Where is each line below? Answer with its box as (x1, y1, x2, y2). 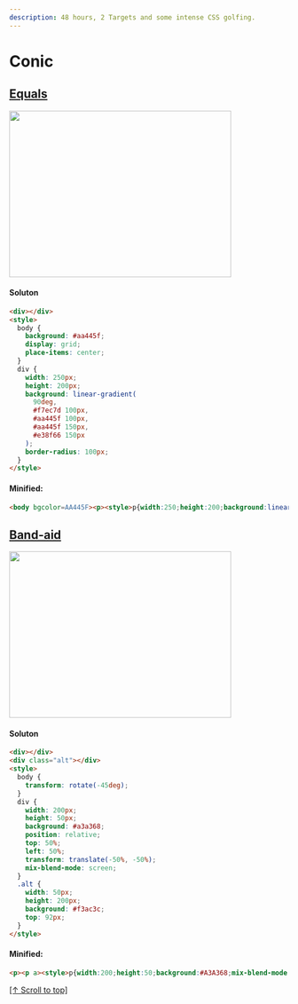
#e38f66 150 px (32, 431, 86, 439)
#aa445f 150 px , (32, 423, 90, 431)
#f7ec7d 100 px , (32, 406, 90, 415)
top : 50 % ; (25, 839, 62, 848)
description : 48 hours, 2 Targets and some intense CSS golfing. (9, 12, 255, 22)
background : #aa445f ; (25, 332, 105, 341)
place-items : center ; (25, 348, 105, 358)
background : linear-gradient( (25, 390, 137, 399)
